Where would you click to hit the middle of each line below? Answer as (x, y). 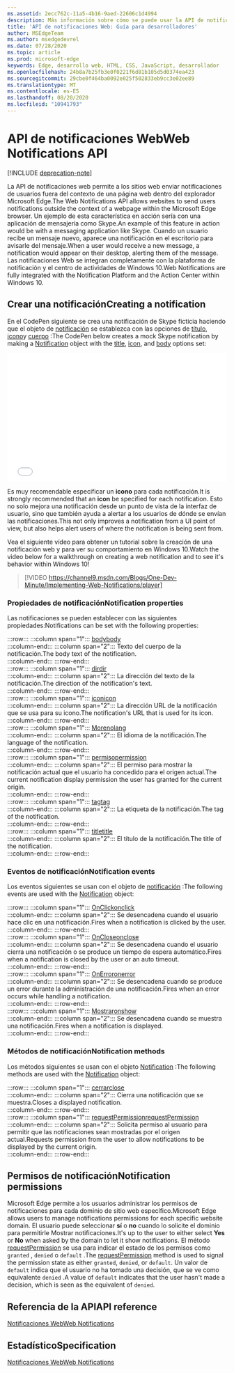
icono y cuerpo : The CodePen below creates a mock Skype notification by (113, 336)
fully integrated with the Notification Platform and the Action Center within (113, 275)
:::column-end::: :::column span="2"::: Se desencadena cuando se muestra (115, 1019)
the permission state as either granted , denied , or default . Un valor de (107, 1263)
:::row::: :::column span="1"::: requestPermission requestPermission (103, 1117)
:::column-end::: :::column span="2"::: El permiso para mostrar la (100, 764)
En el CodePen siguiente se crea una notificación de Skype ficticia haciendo (117, 321)
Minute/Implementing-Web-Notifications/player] (93, 585)
